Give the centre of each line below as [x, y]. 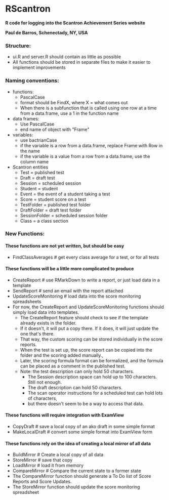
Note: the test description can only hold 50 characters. [77, 371]
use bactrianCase [38, 140]
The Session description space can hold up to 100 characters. [92, 377]
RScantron [28, 9]
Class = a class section [44, 221]
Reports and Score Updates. [42, 482]
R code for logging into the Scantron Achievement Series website [75, 23]
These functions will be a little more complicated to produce [70, 269]
